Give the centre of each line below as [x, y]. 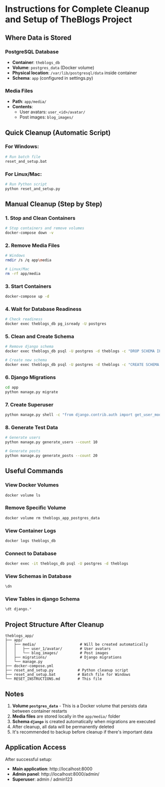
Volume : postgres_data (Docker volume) [53, 67]
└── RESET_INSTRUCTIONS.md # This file [54, 679]
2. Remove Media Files [32, 245]
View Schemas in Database [38, 576]
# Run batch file [23, 157]
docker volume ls [23, 495]
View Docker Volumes [32, 485]
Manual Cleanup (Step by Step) [54, 204]
